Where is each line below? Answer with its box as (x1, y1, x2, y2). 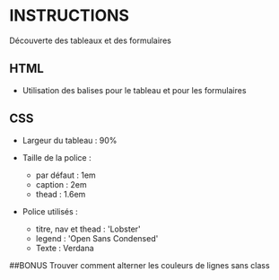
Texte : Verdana (35, 242, 94, 253)
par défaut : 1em (35, 170, 96, 180)
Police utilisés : (22, 206, 78, 216)
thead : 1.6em (35, 188, 86, 199)
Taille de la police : (22, 152, 92, 162)
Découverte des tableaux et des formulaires (9, 35, 172, 46)
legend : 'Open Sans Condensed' (35, 232, 159, 243)
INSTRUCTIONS (9, 5, 130, 26)
